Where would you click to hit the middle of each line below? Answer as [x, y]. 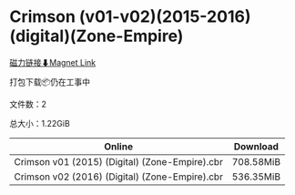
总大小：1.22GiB [40, 123]
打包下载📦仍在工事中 [50, 82]
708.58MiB [256, 161]
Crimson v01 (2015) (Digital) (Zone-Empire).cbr [118, 161]
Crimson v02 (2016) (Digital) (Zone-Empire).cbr [118, 177]
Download [256, 146]
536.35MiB [256, 177]
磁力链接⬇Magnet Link [53, 62]
